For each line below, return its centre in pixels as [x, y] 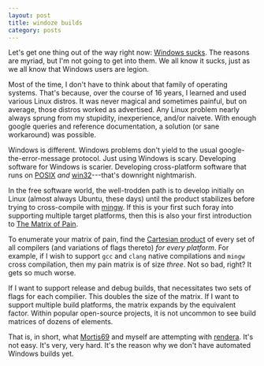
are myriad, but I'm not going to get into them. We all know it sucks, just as [129, 61]
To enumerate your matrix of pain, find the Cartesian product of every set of [132, 239]
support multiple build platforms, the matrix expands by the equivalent [122, 305]
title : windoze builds [45, 23]
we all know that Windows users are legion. [79, 69]
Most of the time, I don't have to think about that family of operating [118, 84]
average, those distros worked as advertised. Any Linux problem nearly [124, 110]
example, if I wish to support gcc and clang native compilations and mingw [127, 256]
